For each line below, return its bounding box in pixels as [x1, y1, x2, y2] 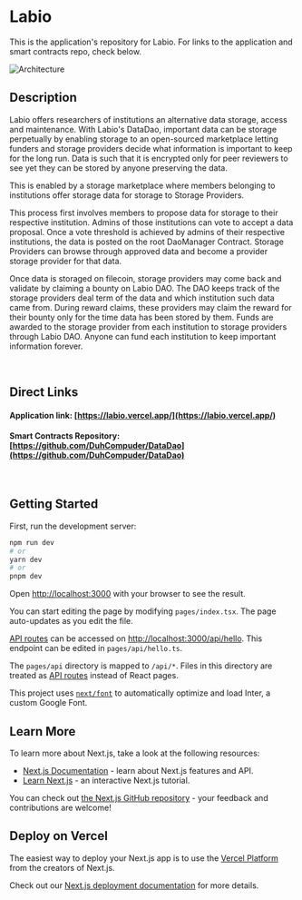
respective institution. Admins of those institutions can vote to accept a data [9, 216, 294, 228]
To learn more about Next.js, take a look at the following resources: [9, 747, 260, 758]
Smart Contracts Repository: [9, 430, 121, 441]
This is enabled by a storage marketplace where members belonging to [9, 180, 276, 191]
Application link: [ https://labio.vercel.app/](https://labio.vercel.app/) [9, 410, 277, 420]
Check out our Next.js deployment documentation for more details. [9, 879, 259, 891]
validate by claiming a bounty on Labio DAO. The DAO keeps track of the [9, 282, 280, 293]
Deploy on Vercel [9, 828, 109, 844]
